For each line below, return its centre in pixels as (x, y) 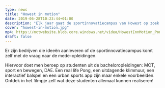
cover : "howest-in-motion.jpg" (37, 28)
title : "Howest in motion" (33, 14)
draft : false (18, 37)
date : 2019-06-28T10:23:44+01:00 (39, 18)
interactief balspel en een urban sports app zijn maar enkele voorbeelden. (80, 75)
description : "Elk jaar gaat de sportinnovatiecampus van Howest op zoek (82, 23)
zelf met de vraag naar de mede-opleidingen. (51, 55)
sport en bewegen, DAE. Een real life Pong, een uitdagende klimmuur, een (80, 70)
